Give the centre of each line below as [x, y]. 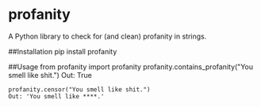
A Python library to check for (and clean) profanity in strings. [107, 36]
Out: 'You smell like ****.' [56, 96]
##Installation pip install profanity [63, 51]
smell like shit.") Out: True [50, 75]
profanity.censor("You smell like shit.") [79, 89]
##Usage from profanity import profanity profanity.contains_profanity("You [131, 66]
